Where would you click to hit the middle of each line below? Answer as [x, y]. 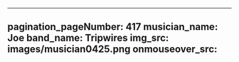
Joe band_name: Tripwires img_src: [88, 38]
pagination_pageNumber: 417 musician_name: [113, 27]
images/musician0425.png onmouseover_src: [112, 50]
